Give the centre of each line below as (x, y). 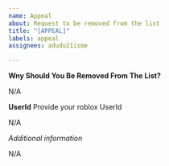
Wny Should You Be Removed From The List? (84, 76)
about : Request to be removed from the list (84, 23)
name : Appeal (30, 16)
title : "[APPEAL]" (39, 31)
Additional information (45, 139)
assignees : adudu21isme (48, 46)
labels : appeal (34, 38)
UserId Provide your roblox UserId (65, 107)
